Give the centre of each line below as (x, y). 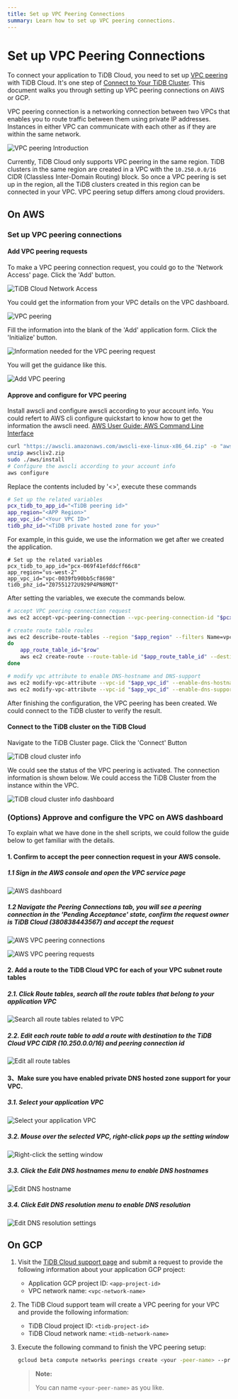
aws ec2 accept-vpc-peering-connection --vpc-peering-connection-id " (114, 617)
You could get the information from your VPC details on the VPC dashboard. (118, 302)
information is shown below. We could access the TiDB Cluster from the (112, 778)
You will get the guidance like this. (57, 365)
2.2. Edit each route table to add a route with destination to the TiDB (110, 1035)
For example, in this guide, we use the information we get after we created (116, 539)
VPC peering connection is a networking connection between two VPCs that (119, 111)
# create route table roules (50, 630)
